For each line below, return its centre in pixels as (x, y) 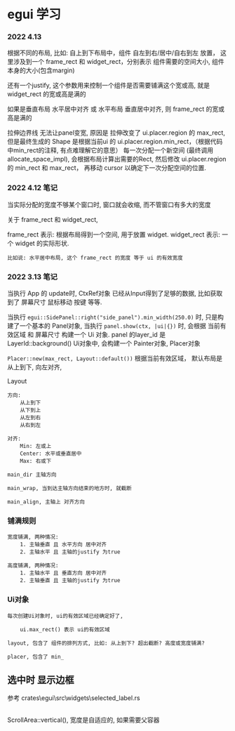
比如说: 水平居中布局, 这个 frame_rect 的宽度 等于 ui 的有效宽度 (95, 258)
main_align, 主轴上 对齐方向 (46, 502)
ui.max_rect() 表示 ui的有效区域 (65, 629)
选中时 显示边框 (41, 680)
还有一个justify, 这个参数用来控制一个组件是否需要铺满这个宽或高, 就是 (109, 86)
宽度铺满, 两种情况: (33, 537)
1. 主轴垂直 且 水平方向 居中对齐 (63, 545)
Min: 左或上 (36, 447)
